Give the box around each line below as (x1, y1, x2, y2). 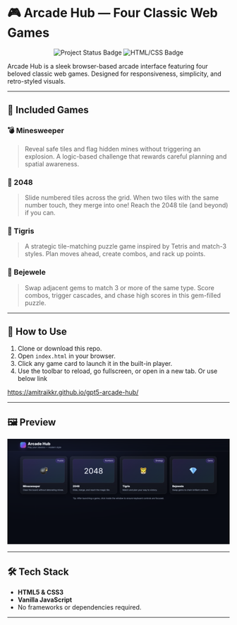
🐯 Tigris (7, 226, 35, 236)
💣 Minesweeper (7, 126, 65, 136)
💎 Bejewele (7, 268, 46, 277)
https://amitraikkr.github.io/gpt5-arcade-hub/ (7, 388, 139, 396)
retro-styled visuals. (7, 76, 66, 85)
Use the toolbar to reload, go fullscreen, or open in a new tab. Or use (17, 367, 218, 375)
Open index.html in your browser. (17, 352, 116, 360)
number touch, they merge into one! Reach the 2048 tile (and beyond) (24, 200, 229, 209)
